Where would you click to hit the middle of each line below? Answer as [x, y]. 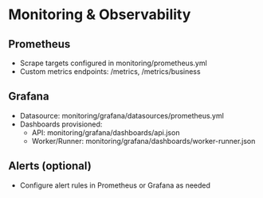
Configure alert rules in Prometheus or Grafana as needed [115, 185]
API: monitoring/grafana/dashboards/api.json [106, 132]
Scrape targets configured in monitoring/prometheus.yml [113, 63]
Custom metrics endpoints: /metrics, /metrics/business [110, 72]
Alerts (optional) [50, 166]
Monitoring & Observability [100, 15]
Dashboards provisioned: [61, 124]
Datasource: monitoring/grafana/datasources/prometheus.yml [122, 115]
